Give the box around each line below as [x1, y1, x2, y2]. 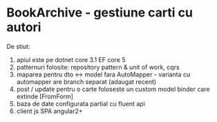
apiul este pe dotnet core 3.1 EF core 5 [16, 55, 126, 63]
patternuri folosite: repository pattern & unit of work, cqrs [16, 63, 180, 71]
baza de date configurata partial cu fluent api [16, 99, 146, 108]
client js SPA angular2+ [16, 107, 84, 115]
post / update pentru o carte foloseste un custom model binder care [16, 85, 210, 93]
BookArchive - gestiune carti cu [6, 5, 193, 21]
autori [6, 19, 41, 35]
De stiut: [6, 42, 30, 50]
